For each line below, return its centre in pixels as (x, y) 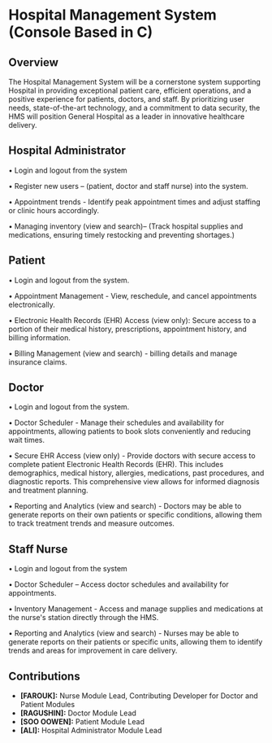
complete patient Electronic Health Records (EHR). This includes (116, 465)
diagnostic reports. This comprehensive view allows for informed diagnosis (134, 482)
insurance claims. (38, 362)
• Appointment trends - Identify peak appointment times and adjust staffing (135, 202)
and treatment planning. (48, 491)
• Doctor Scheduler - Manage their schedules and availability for (117, 423)
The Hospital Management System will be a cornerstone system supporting (135, 82)
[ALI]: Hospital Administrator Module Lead (91, 731)
